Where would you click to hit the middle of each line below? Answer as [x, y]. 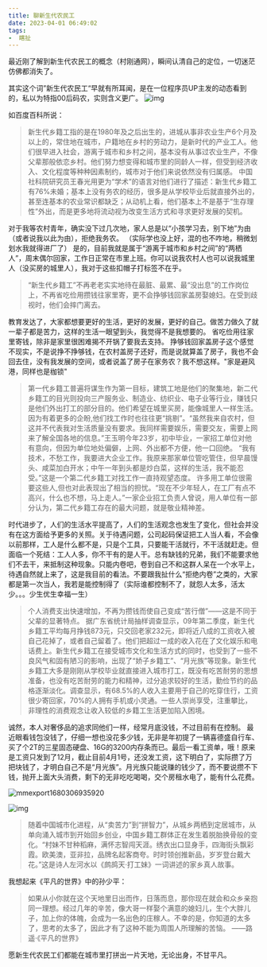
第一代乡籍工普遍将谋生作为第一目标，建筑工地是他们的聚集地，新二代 [143, 388]
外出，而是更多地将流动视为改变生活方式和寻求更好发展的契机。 [142, 212]
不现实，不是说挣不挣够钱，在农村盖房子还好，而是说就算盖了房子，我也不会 [133, 351]
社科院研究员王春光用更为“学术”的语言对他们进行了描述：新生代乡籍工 [142, 182]
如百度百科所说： [36, 115]
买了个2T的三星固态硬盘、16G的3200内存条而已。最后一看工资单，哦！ [125, 748]
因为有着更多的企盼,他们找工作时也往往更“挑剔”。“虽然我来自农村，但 [141, 418]
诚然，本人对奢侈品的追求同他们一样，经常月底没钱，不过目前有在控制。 [126, 728]
